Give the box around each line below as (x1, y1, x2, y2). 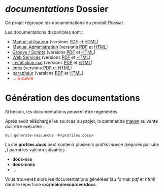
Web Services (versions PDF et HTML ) (12, 54, 91, 60)
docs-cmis (12, 161, 35, 167)
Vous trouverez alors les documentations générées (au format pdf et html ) (5, 176, 156, 182)
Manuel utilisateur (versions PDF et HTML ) (12, 38, 98, 45)
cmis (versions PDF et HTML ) (12, 65, 72, 71)
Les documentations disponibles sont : (5, 29, 84, 35)
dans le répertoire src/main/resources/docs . (5, 181, 97, 187)
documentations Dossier (5, 3, 109, 15)
